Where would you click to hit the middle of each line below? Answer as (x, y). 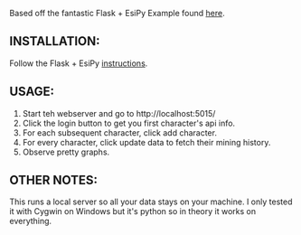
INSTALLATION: (55, 41)
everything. (31, 221)
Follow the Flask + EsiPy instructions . (79, 63)
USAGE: (32, 92)
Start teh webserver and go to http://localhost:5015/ (119, 113)
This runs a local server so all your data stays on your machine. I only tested (151, 202)
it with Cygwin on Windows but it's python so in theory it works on (132, 211)
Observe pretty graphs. (66, 152)
